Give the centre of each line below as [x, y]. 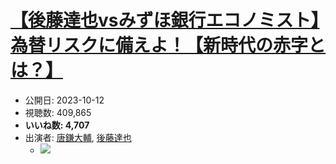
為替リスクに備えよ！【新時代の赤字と [168, 45]
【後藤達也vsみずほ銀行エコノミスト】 [165, 20]
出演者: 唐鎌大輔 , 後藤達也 [78, 137]
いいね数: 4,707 [57, 125]
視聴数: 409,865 [58, 112]
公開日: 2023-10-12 [64, 100]
